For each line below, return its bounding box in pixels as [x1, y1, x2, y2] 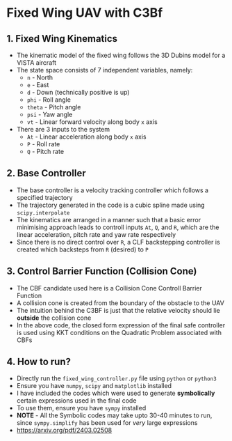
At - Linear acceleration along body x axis [26, 132, 147, 141]
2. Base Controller [6, 167, 86, 179]
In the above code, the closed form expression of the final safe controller [16, 320, 226, 329]
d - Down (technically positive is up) [26, 88, 130, 96]
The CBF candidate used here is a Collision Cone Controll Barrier [16, 284, 202, 292]
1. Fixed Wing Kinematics [6, 33, 118, 45]
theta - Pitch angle [26, 103, 81, 111]
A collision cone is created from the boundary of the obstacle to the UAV [16, 298, 225, 307]
